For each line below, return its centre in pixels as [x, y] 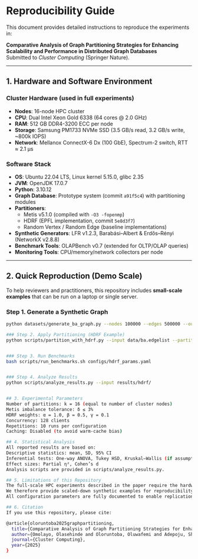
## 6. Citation [25, 507]
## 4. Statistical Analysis [41, 442]
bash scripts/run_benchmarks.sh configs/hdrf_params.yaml [79, 361]
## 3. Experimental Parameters [44, 399]
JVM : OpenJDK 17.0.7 [41, 183]
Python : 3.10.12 [33, 189]
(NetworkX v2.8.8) [37, 239]
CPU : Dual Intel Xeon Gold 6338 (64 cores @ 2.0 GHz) [81, 117]
